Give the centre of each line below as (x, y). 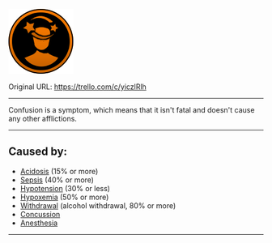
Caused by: (38, 152)
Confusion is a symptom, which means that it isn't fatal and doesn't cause (132, 110)
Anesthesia (39, 223)
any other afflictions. (42, 119)
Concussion (40, 214)
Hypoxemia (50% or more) (64, 197)
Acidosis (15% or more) (59, 171)
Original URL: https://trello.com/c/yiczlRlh (78, 87)
